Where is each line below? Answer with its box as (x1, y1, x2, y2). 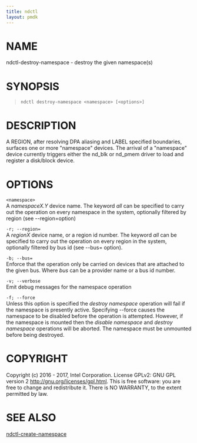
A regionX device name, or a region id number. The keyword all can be (6, 231, 178, 239)
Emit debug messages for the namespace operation (6, 284, 132, 291)
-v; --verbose (6, 278, 41, 284)
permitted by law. (6, 391, 48, 398)
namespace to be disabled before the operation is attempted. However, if (6, 313, 183, 320)
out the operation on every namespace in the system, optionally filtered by (6, 209, 186, 216)
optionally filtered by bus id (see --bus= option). (6, 244, 123, 251)
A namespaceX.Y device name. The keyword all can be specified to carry (6, 202, 185, 209)
